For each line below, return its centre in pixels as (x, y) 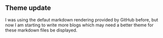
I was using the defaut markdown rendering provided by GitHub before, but (82, 19)
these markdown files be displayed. (41, 30)
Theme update (28, 8)
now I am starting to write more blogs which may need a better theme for (80, 25)
